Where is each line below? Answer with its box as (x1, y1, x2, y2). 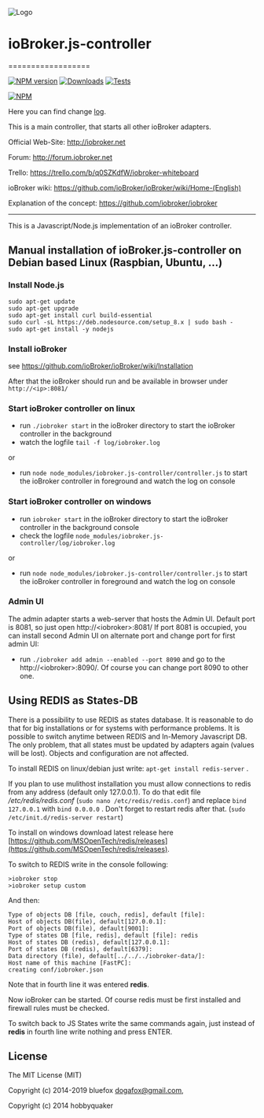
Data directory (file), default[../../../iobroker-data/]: (8, 952, 206, 960)
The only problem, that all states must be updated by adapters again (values (8, 740, 255, 750)
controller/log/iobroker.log (19, 539, 115, 547)
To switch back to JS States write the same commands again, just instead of (8, 1018, 255, 1027)
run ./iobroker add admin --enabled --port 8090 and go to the (19, 654, 225, 664)
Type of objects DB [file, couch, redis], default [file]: (8, 910, 206, 919)
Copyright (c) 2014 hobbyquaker (8, 1101, 114, 1110)
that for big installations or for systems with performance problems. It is (8, 723, 240, 732)
